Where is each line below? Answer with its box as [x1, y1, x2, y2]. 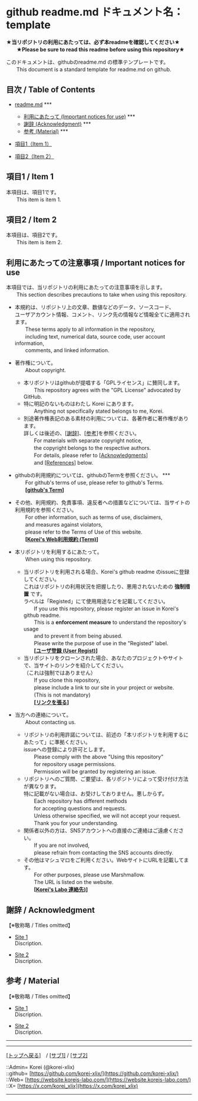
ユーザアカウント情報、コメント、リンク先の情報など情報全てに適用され [14, 311, 190, 318]
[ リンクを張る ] [34, 699, 70, 706]
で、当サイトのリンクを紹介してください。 [23, 662, 127, 669]
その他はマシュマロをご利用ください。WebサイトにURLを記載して [23, 856, 184, 864]
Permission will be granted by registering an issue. [34, 768, 157, 775]
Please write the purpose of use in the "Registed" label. [34, 640, 169, 647]
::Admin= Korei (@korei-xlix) [6, 1063, 75, 1070]
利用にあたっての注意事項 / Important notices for [6, 258, 186, 268]
